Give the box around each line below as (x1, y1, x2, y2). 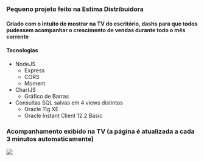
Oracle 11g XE (24, 105, 59, 112)
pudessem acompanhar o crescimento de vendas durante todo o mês (6, 26, 186, 33)
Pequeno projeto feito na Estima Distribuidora (6, 5, 144, 13)
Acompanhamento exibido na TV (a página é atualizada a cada (6, 127, 195, 135)
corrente (6, 33, 29, 40)
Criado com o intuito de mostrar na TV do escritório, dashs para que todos (6, 20, 198, 27)
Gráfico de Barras (24, 92, 69, 100)
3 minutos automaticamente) (6, 134, 94, 143)
